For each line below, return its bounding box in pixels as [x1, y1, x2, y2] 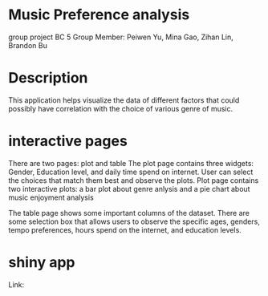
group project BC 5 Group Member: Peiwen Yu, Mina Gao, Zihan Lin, [8, 32, 234, 42]
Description [8, 69, 88, 87]
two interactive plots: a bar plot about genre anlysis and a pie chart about [8, 184, 250, 193]
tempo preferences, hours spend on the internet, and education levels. [8, 225, 242, 234]
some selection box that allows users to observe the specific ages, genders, [8, 217, 261, 226]
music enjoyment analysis [8, 193, 94, 202]
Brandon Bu [8, 40, 48, 50]
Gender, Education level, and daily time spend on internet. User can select [8, 167, 254, 176]
